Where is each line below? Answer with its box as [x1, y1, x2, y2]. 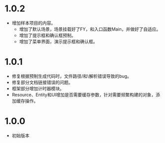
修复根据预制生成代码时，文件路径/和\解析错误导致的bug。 [11, 73, 132, 79]
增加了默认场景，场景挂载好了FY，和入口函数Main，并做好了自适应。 [19, 26, 161, 32]
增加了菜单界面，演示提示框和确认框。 [19, 38, 98, 45]
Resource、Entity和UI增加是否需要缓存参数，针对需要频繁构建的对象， [11, 92, 156, 97]
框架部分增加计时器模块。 [11, 85, 64, 92]
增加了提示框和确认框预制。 [19, 32, 76, 38]
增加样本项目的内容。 [11, 20, 55, 26]
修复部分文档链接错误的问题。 [11, 79, 73, 85]
